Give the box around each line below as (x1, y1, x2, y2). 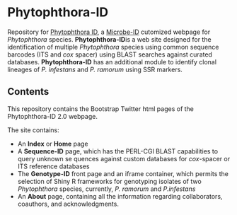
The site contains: (7, 125, 59, 134)
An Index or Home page (17, 139, 88, 148)
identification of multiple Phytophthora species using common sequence (7, 42, 219, 51)
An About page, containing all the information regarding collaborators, (17, 192, 223, 200)
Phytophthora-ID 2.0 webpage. (7, 112, 98, 120)
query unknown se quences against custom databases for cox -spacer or (17, 154, 231, 163)
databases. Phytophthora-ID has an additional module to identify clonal (7, 57, 217, 66)
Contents (7, 86, 50, 98)
